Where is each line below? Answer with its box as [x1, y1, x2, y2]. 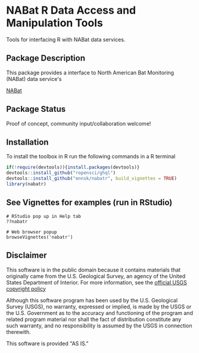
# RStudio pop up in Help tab [6, 213, 82, 219]
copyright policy [6, 285, 46, 292]
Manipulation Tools [6, 16, 103, 30]
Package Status [6, 104, 66, 114]
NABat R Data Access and [6, 4, 136, 17]
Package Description [6, 53, 85, 63]
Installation [6, 137, 49, 147]
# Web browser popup [6, 229, 58, 235]
